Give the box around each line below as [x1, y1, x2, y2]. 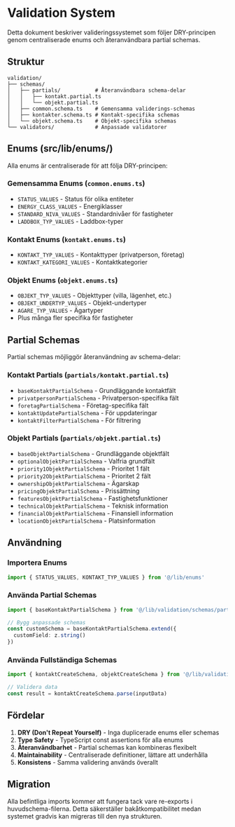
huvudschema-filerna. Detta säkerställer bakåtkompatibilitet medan [7, 805, 201, 813]
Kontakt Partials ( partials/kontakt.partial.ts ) [7, 370, 169, 380]
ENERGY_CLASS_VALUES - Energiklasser [17, 202, 123, 210]
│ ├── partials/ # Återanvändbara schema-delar [7, 86, 187, 94]
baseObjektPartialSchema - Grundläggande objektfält [17, 449, 170, 457]
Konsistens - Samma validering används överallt [17, 758, 159, 766]
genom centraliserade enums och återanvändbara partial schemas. [7, 35, 201, 43]
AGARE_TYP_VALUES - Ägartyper [17, 307, 104, 315]
